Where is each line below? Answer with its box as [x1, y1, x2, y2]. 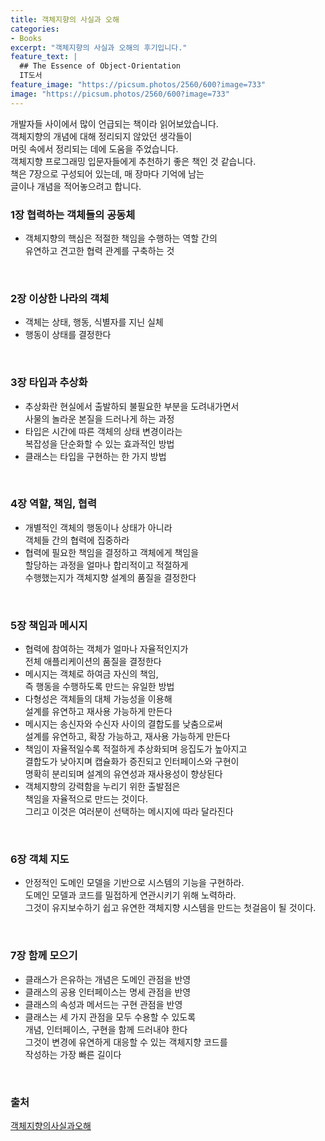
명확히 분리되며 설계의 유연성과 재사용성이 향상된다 [24, 768, 223, 780]
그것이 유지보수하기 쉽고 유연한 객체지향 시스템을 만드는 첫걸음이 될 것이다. [24, 902, 317, 914]
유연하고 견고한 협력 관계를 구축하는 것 [24, 244, 175, 256]
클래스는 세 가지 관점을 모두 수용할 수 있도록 [24, 1011, 197, 1023]
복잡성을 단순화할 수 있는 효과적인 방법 [24, 437, 175, 450]
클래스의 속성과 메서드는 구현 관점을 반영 [24, 998, 183, 1010]
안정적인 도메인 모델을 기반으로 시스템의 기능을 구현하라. [24, 877, 245, 889]
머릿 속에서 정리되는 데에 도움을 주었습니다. [10, 142, 179, 155]
